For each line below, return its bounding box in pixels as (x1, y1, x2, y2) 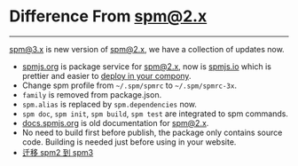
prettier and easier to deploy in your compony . (21, 70, 192, 81)
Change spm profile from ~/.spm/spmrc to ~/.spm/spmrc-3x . (21, 80, 238, 91)
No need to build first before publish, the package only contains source (21, 127, 283, 138)
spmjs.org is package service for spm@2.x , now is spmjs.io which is (21, 60, 272, 72)
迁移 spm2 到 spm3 (21, 146, 94, 157)
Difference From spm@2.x (9, 6, 208, 27)
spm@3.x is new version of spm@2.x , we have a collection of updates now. (9, 43, 286, 54)
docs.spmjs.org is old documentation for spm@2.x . (21, 117, 209, 128)
